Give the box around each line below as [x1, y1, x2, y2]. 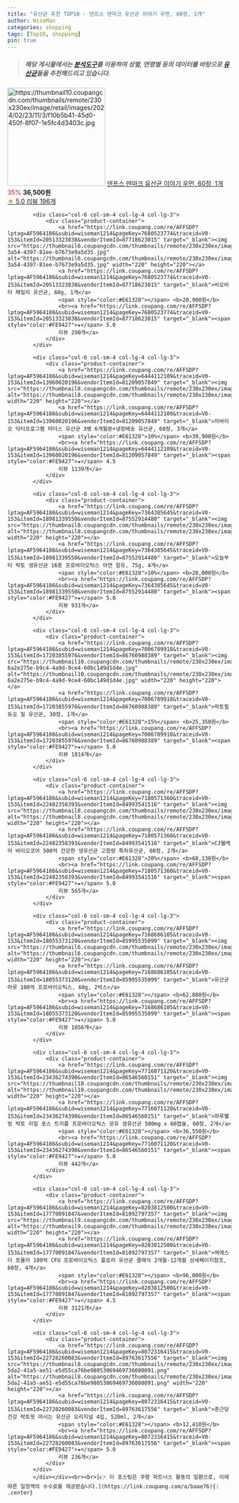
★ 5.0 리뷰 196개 [7, 197, 56, 206]
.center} [7, 1489, 33, 1497]
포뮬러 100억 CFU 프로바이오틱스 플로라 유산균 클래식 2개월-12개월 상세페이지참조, [15, 1257, 228, 1264]
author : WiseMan [7, 17, 55, 24]
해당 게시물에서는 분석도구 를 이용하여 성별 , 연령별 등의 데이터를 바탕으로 [24, 60, 223, 69]
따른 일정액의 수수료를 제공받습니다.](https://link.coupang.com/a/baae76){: [7, 1483, 219, 1490]
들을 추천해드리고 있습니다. [36, 69, 111, 77]
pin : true [7, 37, 37, 44]
